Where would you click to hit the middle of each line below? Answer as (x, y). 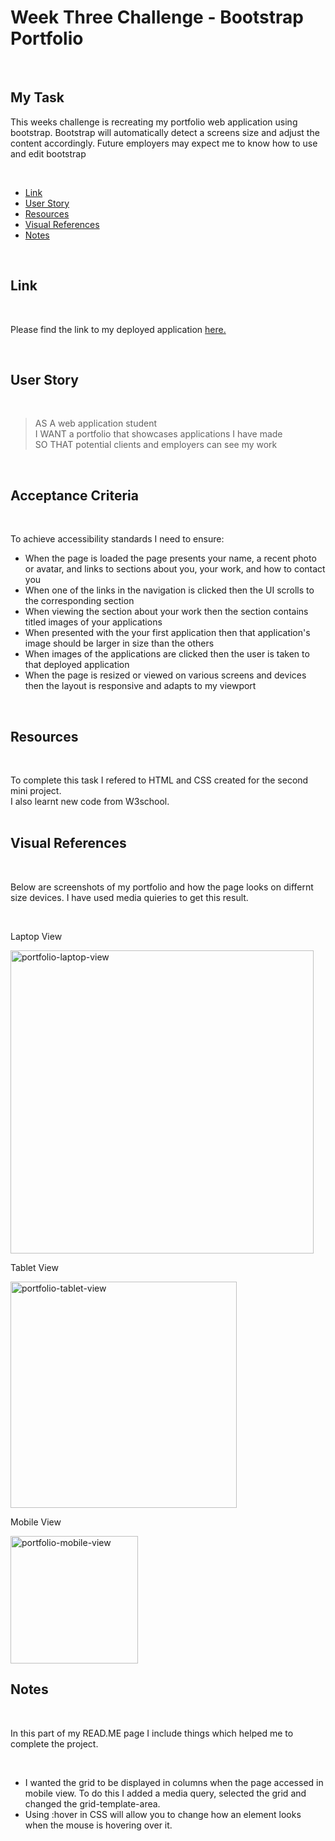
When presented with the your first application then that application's (167, 633)
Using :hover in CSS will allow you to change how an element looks (163, 1814)
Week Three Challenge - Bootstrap (157, 17)
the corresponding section (79, 601)
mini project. (36, 790)
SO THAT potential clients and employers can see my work (156, 445)
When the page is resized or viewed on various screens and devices (165, 675)
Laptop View (36, 936)
